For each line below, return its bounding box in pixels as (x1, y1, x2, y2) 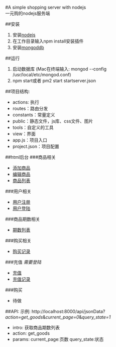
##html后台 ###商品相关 (5, 154, 56, 160)
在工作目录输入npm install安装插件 (12, 38, 84, 44)
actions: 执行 (12, 99, 39, 105)
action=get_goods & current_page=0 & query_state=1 (5, 314, 111, 320)
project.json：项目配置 (12, 144, 59, 149)
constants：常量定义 (12, 112, 55, 118)
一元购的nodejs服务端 (5, 10, 50, 16)
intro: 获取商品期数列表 (12, 325, 60, 330)
